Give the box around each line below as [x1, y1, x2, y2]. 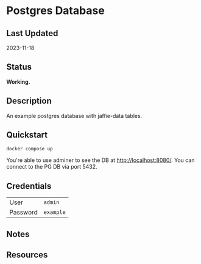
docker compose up [6, 146, 53, 152]
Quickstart [6, 130, 48, 141]
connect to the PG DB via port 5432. [6, 163, 97, 170]
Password [9, 208, 38, 217]
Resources [6, 250, 48, 260]
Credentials [6, 181, 52, 191]
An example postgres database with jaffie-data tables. [6, 112, 143, 119]
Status [6, 62, 32, 72]
